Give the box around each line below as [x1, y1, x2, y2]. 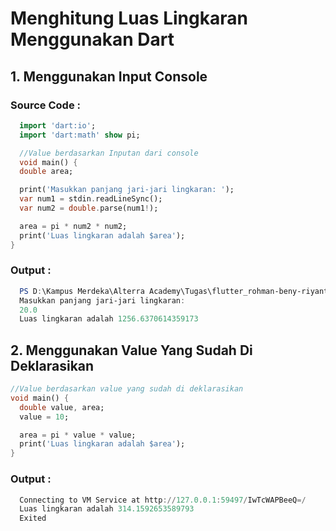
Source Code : [10, 98, 81, 112]
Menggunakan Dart [10, 28, 175, 51]
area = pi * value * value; [19, 430, 137, 440]
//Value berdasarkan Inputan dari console [19, 148, 199, 158]
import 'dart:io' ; [19, 120, 97, 131]
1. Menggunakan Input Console [10, 68, 208, 85]
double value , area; [19, 402, 105, 412]
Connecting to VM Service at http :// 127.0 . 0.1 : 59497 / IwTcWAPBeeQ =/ [19, 495, 307, 505]
